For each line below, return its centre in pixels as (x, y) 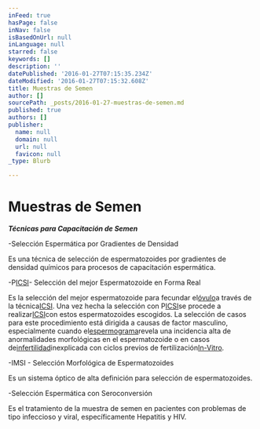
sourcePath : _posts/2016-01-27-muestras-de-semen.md (96, 103)
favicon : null (38, 154)
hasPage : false (33, 23)
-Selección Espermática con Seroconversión (81, 394)
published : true (35, 111)
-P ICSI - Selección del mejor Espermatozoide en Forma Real (104, 282)
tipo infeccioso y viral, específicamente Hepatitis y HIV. (97, 417)
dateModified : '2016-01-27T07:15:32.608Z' (79, 81)
